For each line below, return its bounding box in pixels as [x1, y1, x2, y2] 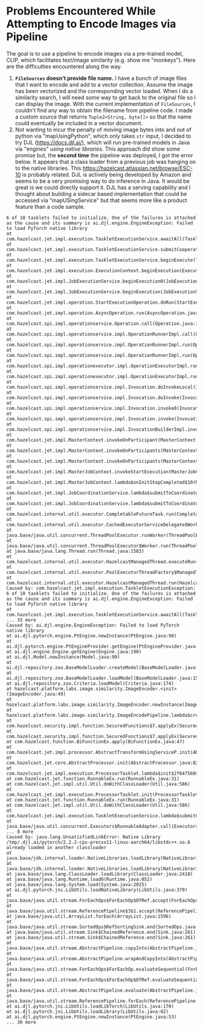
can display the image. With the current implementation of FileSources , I [14, 100, 196, 107]
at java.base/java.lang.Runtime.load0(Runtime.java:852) [6, 876, 153, 882]
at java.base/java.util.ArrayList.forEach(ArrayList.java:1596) [6, 913, 172, 919]
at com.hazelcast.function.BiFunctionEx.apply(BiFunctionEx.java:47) [6, 738, 185, 745]
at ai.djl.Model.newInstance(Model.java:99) [6, 654, 120, 660]
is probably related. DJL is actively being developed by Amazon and [22, 171, 192, 178]
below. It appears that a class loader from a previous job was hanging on [14, 158, 196, 165]
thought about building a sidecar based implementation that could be [14, 190, 187, 197]
